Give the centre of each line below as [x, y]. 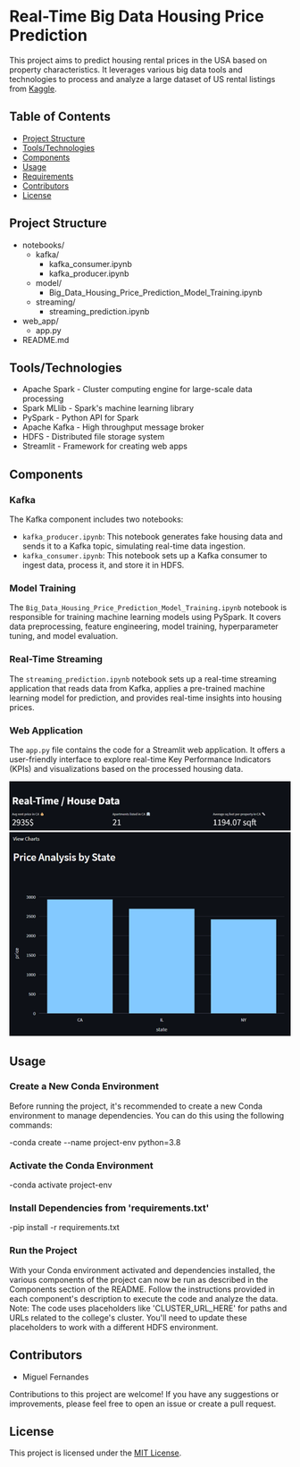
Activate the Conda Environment [81, 1165]
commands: [31, 1125]
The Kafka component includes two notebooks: [96, 519]
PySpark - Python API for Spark [80, 418]
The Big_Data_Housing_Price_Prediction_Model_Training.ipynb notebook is [148, 608]
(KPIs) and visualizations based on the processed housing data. [126, 768]
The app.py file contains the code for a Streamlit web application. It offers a [147, 750]
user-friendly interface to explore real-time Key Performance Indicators [140, 759]
